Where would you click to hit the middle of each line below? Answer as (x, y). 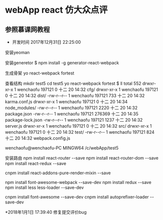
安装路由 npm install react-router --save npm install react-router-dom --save (82, 158)
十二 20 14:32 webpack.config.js (38, 138)
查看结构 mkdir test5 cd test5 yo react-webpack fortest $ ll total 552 (73, 83)
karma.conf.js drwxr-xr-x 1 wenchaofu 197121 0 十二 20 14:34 (66, 102)
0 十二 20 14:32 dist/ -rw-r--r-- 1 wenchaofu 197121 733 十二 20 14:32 (75, 96)
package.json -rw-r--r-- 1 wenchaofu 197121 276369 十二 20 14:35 (72, 114)
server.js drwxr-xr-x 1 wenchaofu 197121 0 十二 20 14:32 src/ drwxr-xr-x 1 (78, 126)
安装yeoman (18, 52)
